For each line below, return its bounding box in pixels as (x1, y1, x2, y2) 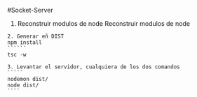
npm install (7, 39, 42, 46)
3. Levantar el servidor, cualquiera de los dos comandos (7, 64, 180, 70)
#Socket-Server (7, 6, 54, 14)
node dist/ (7, 82, 39, 89)
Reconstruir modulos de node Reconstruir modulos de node (17, 20, 191, 27)
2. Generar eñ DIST (7, 33, 64, 40)
